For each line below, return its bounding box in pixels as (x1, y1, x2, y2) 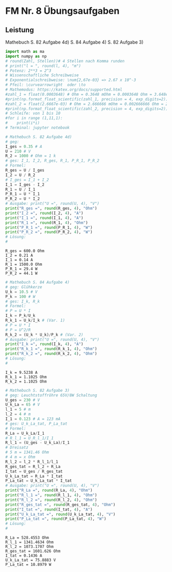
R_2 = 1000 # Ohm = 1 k (5, 154, 56, 159)
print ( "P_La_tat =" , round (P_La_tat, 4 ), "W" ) (5, 516, 106, 522)
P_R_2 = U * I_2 (5, 196, 40, 202)
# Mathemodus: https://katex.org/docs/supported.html (5, 87, 123, 92)
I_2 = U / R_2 (5, 172, 36, 178)
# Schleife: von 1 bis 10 (5, 111, 60, 116)
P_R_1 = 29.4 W (5, 266, 38, 271)
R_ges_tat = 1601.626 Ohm (5, 548, 60, 554)
